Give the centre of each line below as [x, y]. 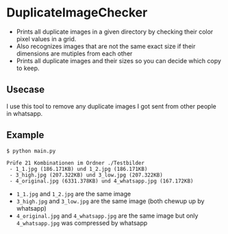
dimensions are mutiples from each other [74, 54]
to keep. [28, 68]
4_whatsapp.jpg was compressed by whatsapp [82, 223]
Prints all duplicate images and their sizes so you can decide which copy [119, 60]
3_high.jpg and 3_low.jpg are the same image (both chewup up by [110, 201]
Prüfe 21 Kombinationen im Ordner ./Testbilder [76, 163]
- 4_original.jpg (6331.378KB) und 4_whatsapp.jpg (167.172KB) [101, 181]
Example [25, 135]
